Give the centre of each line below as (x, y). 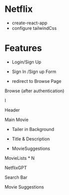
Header (12, 110)
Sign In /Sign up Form (34, 71)
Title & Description (31, 139)
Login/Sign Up (27, 62)
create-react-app (30, 23)
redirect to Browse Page (36, 81)
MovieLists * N (20, 158)
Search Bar (16, 177)
